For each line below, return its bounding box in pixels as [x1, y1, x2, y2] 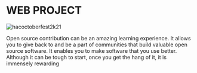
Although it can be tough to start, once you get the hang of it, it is [6, 53, 167, 61]
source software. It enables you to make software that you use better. [6, 47, 177, 54]
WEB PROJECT [6, 4, 82, 17]
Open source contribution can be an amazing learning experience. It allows [6, 34, 191, 42]
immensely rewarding [6, 60, 60, 67]
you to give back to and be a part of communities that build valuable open [6, 41, 188, 48]
